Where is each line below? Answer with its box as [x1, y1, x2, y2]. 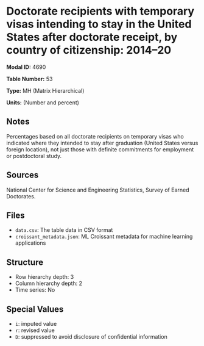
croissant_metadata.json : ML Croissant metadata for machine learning [15, 233, 193, 240]
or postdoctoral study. [6, 152, 62, 159]
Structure [6, 257, 44, 267]
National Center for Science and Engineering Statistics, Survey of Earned [6, 186, 189, 193]
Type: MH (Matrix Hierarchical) [6, 87, 85, 94]
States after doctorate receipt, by [6, 31, 178, 44]
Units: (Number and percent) [6, 99, 79, 106]
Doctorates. [6, 192, 36, 200]
